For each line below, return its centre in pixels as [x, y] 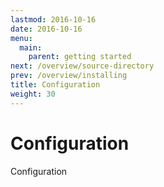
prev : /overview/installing [69, 76]
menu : [21, 38]
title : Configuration [55, 85]
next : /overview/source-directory [82, 66]
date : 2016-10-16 [46, 29]
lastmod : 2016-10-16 [53, 19]
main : [31, 47]
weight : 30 [33, 94]
